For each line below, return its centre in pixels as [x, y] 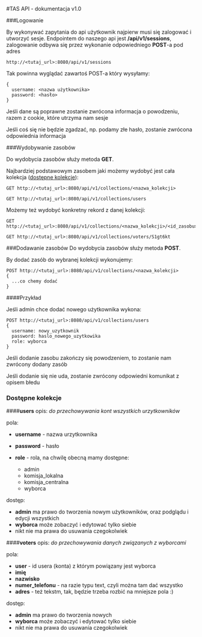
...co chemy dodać [35, 281]
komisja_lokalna [44, 476]
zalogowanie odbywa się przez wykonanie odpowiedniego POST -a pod [95, 45]
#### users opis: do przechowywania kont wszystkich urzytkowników [93, 411]
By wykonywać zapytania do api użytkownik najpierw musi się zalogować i [99, 32]
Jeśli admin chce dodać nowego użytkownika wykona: [74, 309]
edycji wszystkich [37, 518]
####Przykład [24, 298]
